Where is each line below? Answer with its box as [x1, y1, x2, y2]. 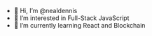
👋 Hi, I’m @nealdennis [13, 7, 78, 15]
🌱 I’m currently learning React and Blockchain [13, 21, 146, 29]
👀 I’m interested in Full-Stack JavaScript [13, 14, 130, 22]
